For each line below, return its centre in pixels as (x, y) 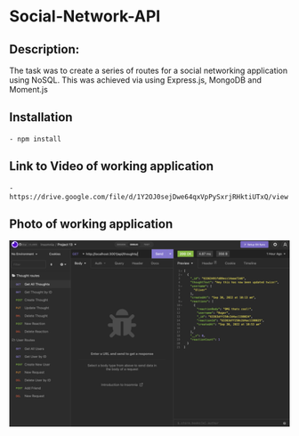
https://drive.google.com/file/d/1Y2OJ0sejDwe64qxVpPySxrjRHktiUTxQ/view (149, 197)
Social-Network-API (85, 16)
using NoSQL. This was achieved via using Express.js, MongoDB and (136, 80)
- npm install (36, 139)
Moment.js (29, 89)
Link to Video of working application (111, 166)
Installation (41, 117)
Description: (44, 49)
